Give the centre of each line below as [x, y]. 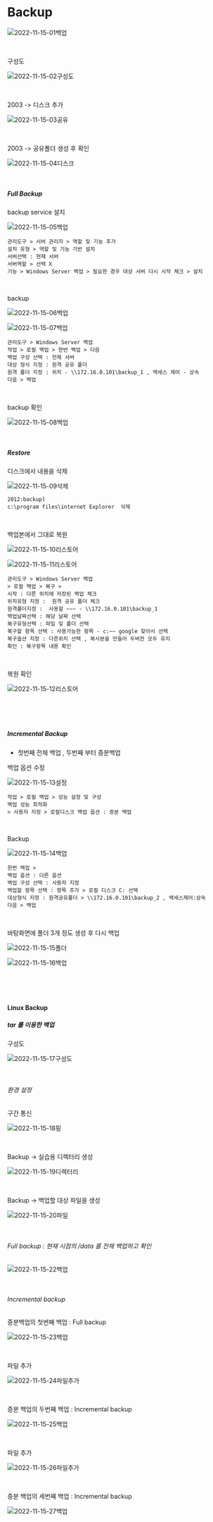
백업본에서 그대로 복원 [38, 534]
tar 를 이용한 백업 [31, 1025]
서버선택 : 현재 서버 [33, 256]
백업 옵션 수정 [26, 767]
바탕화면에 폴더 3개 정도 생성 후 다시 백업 [64, 932]
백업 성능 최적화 [27, 804]
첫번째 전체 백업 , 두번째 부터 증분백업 [69, 752]
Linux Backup [27, 1008]
